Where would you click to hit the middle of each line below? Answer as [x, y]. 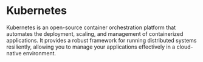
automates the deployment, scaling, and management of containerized [95, 33]
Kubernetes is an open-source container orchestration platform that [91, 27]
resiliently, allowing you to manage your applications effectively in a [91, 47]
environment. [40, 53]
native [14, 53]
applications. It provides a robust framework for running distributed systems [101, 40]
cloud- [185, 47]
